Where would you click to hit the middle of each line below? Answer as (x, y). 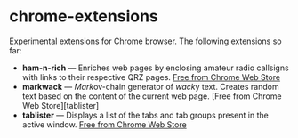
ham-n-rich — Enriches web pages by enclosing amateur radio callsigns (155, 68)
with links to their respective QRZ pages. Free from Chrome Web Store (151, 77)
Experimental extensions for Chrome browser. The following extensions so (145, 41)
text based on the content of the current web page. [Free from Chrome (152, 96)
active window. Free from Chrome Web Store (104, 124)
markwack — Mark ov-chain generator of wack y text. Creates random (150, 86)
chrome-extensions (84, 16)
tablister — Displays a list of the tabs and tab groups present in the (145, 115)
